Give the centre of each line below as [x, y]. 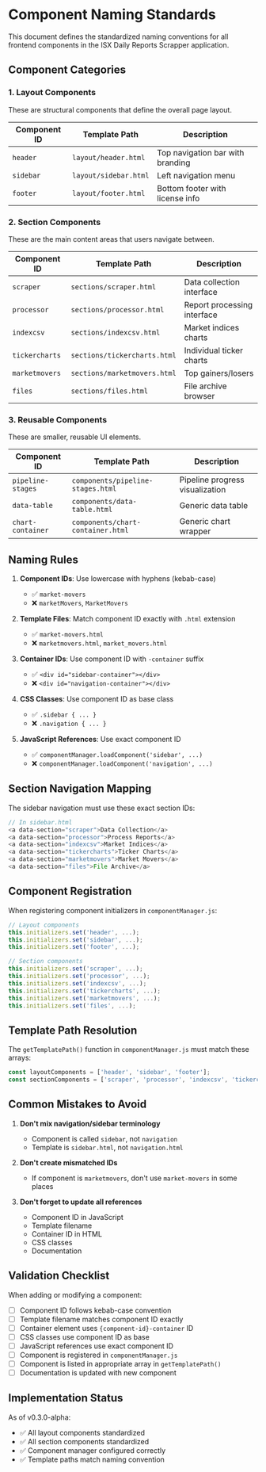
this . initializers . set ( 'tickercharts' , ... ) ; [84, 991]
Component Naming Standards [112, 15]
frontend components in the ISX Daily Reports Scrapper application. [119, 44]
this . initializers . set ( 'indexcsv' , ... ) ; [78, 983]
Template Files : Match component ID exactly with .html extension [127, 619]
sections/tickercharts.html [123, 355]
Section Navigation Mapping [80, 789]
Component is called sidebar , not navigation [104, 1138]
